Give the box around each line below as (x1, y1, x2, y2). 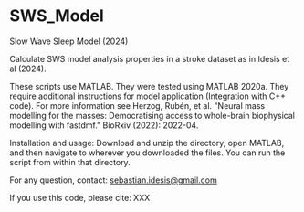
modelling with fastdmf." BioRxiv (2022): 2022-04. (9, 120, 199, 131)
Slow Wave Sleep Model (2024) (9, 36, 129, 47)
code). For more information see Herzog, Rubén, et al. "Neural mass (9, 100, 266, 111)
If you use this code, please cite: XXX (9, 192, 151, 203)
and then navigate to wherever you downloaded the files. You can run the (9, 147, 286, 158)
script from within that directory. (9, 156, 131, 167)
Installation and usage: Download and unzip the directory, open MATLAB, (9, 137, 285, 148)
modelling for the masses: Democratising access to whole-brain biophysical (9, 110, 295, 121)
